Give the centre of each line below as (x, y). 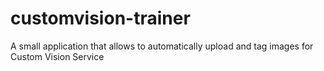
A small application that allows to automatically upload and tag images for (162, 46)
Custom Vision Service (57, 56)
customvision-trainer (100, 18)
